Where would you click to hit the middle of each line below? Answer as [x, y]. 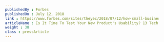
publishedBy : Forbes [27, 9]
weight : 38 [17, 28]
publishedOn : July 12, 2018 [35, 14]
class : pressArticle [27, 32]
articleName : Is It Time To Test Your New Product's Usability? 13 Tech [82, 23]
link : [12, 18]
